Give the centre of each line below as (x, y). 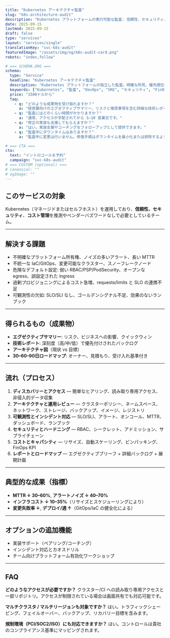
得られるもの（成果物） (42, 324)
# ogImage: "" (20, 174)
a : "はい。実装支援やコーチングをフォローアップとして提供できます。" (82, 127)
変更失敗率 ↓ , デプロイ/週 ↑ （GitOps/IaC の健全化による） (74, 508)
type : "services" (24, 38)
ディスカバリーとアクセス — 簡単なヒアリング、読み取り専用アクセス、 (87, 391)
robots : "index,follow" (30, 57)
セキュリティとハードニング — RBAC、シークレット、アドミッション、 (86, 429)
